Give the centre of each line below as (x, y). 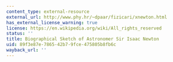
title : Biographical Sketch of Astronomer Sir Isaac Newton (83, 39)
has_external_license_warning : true (52, 22)
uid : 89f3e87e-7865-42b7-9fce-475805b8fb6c (61, 45)
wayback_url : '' (26, 50)
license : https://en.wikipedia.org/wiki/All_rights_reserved (84, 28)
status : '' (20, 34)
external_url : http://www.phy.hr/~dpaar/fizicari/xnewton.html (87, 17)
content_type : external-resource (48, 12)
